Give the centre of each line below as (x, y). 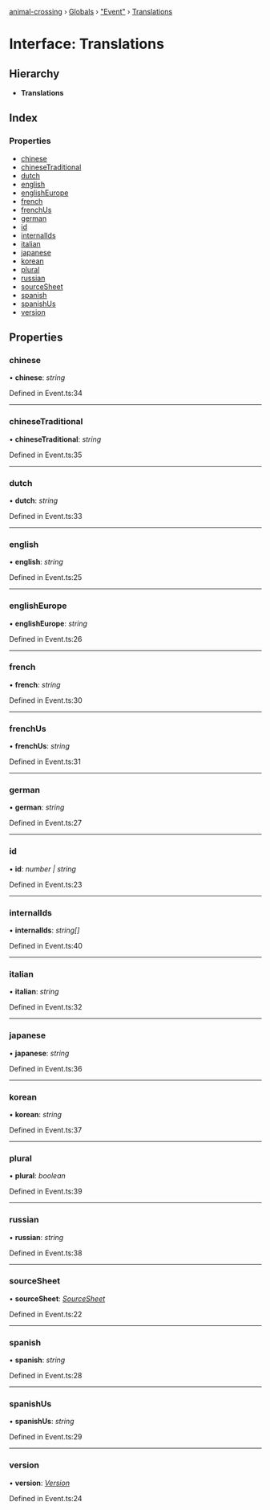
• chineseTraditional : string (55, 439)
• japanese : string (39, 1053)
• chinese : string (37, 377)
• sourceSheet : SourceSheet (57, 1298)
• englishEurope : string (48, 623)
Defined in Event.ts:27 (46, 823)
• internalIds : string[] (44, 930)
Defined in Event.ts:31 (45, 761)
